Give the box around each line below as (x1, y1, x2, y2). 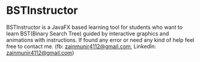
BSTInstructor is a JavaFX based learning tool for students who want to (6, 23, 183, 31)
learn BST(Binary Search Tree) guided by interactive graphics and (6, 29, 169, 37)
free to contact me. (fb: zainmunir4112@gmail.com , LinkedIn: (6, 43, 157, 50)
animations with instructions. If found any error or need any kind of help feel (6, 36, 195, 43)
